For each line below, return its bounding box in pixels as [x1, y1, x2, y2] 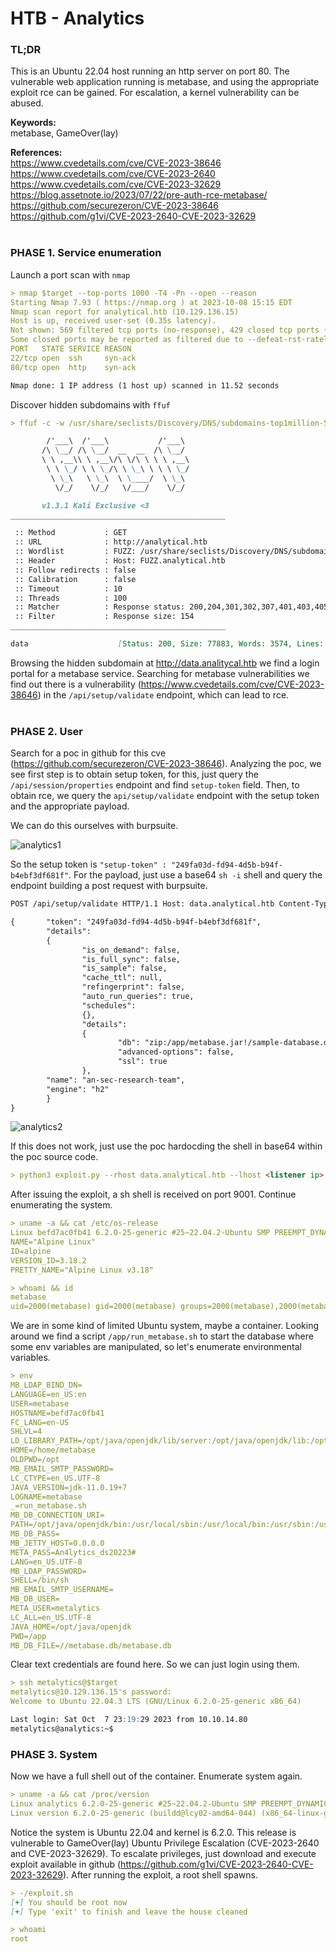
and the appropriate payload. [10, 800, 130, 812]
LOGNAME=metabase [10, 1492, 83, 1502]
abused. [10, 97, 44, 109]
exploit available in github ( [10, 1858, 122, 1870]
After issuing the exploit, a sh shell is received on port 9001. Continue [10, 1188, 297, 1201]
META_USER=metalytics [10, 1603, 101, 1614]
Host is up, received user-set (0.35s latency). [10, 316, 217, 326]
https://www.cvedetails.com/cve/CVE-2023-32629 [10, 178, 222, 191]
